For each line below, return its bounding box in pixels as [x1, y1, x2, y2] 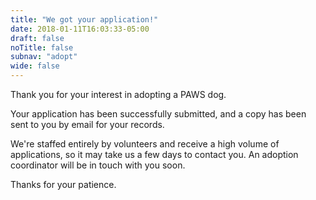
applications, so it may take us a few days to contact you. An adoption [10, 149, 299, 160]
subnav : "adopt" [10, 52, 78, 62]
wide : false [10, 61, 60, 71]
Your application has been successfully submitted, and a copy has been [10, 108, 307, 120]
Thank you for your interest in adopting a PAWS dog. [10, 89, 227, 100]
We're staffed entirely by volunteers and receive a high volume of [10, 138, 280, 150]
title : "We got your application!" [10, 14, 159, 25]
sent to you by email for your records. [10, 119, 165, 130]
